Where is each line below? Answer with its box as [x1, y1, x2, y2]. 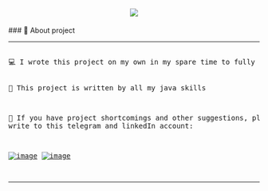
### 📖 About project [8, 25, 76, 35]
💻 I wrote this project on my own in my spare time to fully [8, 57, 255, 66]
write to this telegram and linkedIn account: [8, 121, 194, 130]
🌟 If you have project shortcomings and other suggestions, [8, 113, 249, 122]
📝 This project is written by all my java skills [8, 83, 207, 92]
